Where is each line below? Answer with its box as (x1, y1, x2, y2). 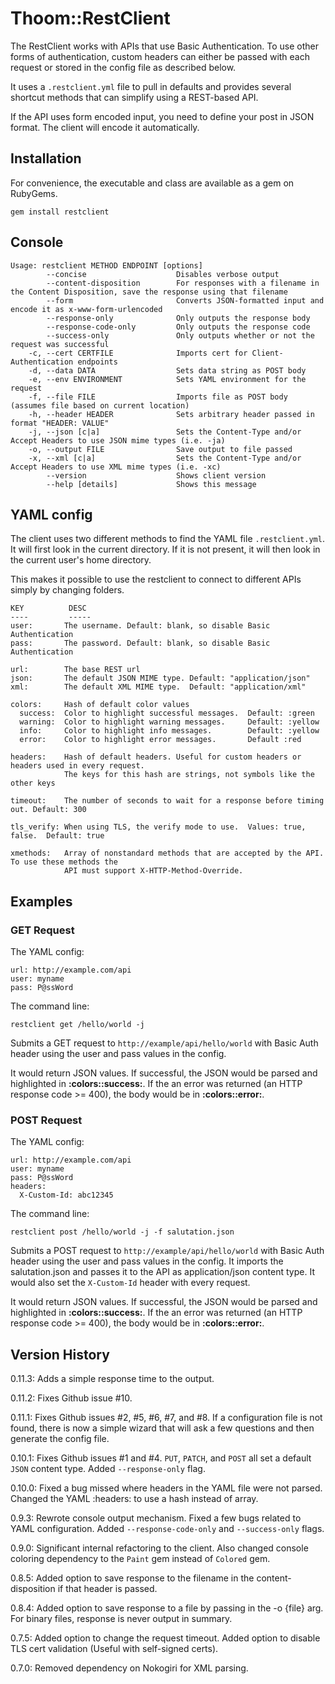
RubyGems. (10, 187, 58, 199)
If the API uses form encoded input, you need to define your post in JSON (10, 110, 315, 122)
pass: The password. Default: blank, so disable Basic (10, 638, 271, 649)
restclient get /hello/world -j (10, 1020, 145, 1030)
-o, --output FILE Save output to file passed (28, 444, 293, 454)
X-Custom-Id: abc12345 (19, 1190, 114, 1201)
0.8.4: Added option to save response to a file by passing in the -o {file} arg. (10, 1602, 324, 1614)
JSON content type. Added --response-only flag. (10, 1463, 206, 1475)
